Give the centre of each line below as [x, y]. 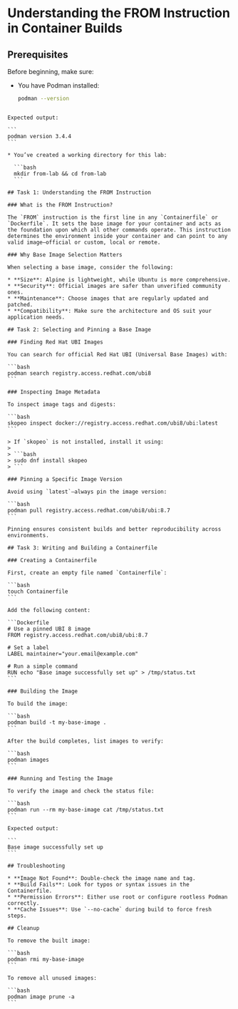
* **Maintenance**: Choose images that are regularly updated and [108, 298]
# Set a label [29, 647]
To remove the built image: [49, 941]
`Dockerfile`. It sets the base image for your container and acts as [114, 223]
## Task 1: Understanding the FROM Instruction [79, 192]
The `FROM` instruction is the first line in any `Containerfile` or [113, 217]
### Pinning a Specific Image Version [65, 479]
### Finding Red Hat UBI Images [55, 342]
